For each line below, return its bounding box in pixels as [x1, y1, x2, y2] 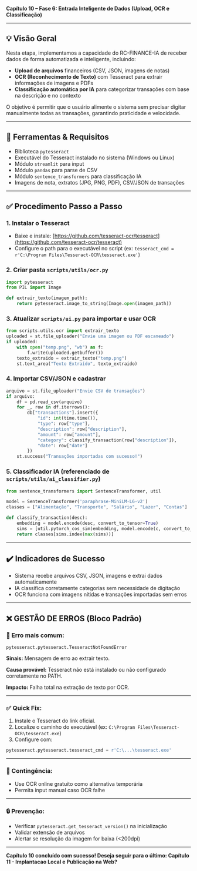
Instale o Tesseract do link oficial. [14, 717, 96, 725]
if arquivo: [6, 393, 35, 399]
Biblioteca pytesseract [14, 148, 69, 155]
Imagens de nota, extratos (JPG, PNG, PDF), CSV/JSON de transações [14, 179, 185, 186]
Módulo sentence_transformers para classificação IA [14, 173, 142, 180]
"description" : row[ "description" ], [37, 426, 127, 432]
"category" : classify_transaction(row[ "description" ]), [37, 437, 177, 443]
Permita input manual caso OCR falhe [14, 786, 106, 793]
